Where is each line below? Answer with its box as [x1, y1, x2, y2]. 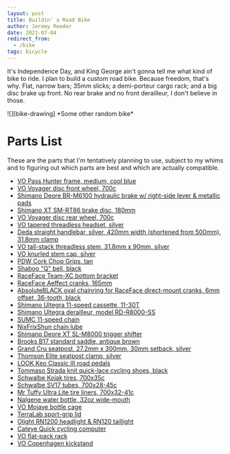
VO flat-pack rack [16, 431, 67, 440]
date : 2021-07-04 [7, 29, 57, 36]
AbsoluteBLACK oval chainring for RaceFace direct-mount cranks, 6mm [16, 286, 220, 294]
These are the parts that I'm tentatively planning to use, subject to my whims [7, 156, 224, 165]
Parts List [7, 134, 62, 150]
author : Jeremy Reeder [7, 23, 72, 29]
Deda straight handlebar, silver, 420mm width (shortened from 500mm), [16, 228, 222, 236]
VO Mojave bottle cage [16, 403, 82, 411]
